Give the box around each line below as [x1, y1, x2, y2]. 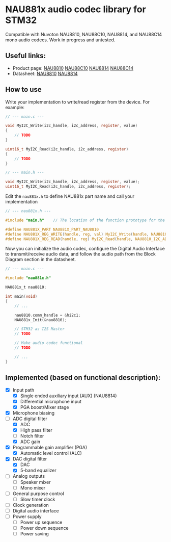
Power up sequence [20, 519, 63, 525]
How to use [5, 85, 42, 94]
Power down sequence [20, 525, 69, 531]
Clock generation [12, 502, 49, 508]
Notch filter [20, 433, 44, 439]
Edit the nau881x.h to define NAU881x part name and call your [5, 193, 135, 199]
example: [5, 104, 24, 110]
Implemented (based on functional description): [5, 373, 161, 382]
